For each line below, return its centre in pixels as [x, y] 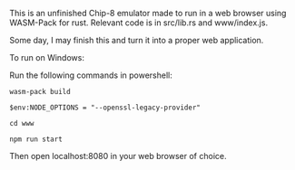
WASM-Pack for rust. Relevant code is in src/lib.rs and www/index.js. [139, 23]
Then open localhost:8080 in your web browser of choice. [118, 156]
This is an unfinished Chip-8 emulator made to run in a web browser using [148, 13]
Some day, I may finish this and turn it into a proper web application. [137, 40]
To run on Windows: [47, 57]
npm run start [36, 139]
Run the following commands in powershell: [91, 75]
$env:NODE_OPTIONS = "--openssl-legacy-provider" [105, 108]
